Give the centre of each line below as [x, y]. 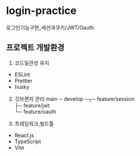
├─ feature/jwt [32, 105]
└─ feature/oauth [35, 111]
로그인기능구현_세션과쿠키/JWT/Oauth [50, 27]
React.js [24, 135]
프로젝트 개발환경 [35, 48]
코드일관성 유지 [32, 63]
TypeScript [28, 141]
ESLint [22, 75]
